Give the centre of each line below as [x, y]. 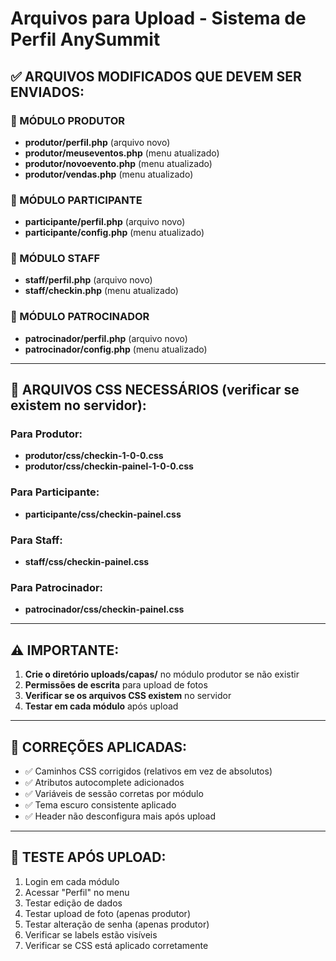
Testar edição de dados [73, 903]
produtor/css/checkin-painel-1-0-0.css [109, 466]
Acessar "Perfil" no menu [77, 892]
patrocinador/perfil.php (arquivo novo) [106, 338]
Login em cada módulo [72, 881]
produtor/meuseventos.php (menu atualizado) [122, 153]
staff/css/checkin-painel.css [87, 562]
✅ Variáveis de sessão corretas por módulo [114, 793]
